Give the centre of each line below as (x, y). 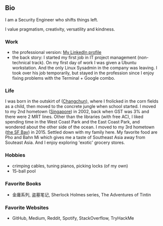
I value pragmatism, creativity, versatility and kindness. (60, 29)
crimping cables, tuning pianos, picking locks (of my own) (70, 166)
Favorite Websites (27, 208)
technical (21, 63)
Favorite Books (23, 183)
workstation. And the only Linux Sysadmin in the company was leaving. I (84, 68)
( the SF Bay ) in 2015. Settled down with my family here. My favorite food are (81, 132)
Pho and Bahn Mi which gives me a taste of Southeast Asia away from (75, 138)
